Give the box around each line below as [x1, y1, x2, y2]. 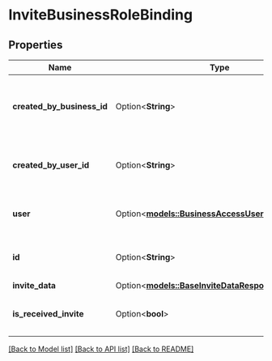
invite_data [12, 280, 57, 291]
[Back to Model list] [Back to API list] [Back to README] [8, 344, 194, 354]
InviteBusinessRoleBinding [8, 6, 193, 24]
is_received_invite [12, 308, 84, 319]
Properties [8, 38, 63, 52]
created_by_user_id [12, 159, 90, 171]
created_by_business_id [12, 101, 108, 112]
